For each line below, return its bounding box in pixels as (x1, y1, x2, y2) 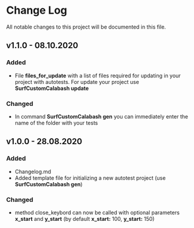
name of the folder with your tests (14, 119, 98, 126)
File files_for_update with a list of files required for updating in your (14, 72, 181, 79)
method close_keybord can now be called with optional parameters (14, 209, 180, 216)
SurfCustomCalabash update (14, 85, 89, 92)
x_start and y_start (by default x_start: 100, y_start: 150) (14, 215, 155, 222)
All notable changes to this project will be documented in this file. (6, 23, 167, 30)
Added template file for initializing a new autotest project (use (14, 174, 166, 182)
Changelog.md (14, 168, 52, 175)
